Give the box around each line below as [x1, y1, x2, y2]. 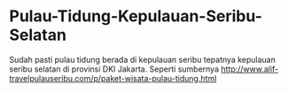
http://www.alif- [221, 64, 279, 74]
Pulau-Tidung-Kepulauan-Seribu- [9, 6, 263, 27]
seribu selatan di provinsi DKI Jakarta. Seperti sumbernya [9, 64, 220, 74]
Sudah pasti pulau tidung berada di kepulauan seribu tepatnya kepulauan [9, 54, 276, 65]
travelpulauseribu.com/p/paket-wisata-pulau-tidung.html [9, 73, 217, 83]
